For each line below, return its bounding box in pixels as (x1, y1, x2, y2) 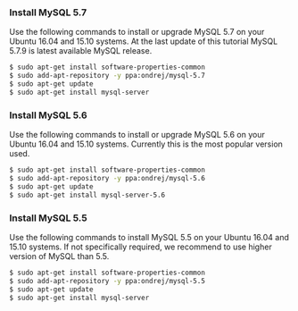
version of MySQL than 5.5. (9, 250, 110, 261)
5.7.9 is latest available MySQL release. (9, 46, 153, 56)
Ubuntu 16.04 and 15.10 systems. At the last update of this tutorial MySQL (9, 36, 278, 46)
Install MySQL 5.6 (9, 109, 87, 122)
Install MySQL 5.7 (9, 6, 87, 19)
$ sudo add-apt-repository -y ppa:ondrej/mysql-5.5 (9, 276, 205, 285)
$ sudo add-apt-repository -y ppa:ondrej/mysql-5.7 (9, 71, 205, 80)
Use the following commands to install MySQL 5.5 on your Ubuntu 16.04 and (9, 231, 290, 242)
